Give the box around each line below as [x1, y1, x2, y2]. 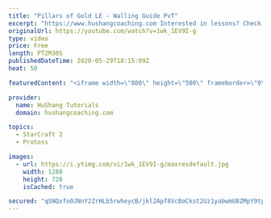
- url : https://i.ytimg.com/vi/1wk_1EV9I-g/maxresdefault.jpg [15, 160, 229, 168]
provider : [8, 94, 42, 102]
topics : [8, 123, 35, 132]
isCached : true [23, 182, 74, 191]
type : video [8, 34, 48, 43]
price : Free [8, 42, 48, 50]
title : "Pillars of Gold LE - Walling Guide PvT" [8, 11, 179, 20]
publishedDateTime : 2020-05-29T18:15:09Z [8, 57, 150, 65]
